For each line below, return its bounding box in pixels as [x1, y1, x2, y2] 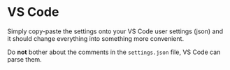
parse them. [7, 55, 42, 63]
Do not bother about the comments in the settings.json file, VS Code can [7, 48, 221, 56]
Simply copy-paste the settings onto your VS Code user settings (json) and [7, 27, 224, 35]
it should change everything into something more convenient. [7, 34, 184, 42]
